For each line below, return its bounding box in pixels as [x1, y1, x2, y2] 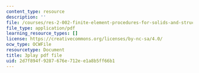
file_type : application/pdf [6, 25, 76, 31]
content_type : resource [6, 8, 65, 15]
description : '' [6, 14, 46, 20]
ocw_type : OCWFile [6, 42, 52, 48]
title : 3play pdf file [6, 52, 62, 58]
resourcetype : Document [6, 47, 65, 53]
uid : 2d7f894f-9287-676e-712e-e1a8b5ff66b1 [6, 58, 115, 64]
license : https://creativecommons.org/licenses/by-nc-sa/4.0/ [6, 36, 163, 42]
